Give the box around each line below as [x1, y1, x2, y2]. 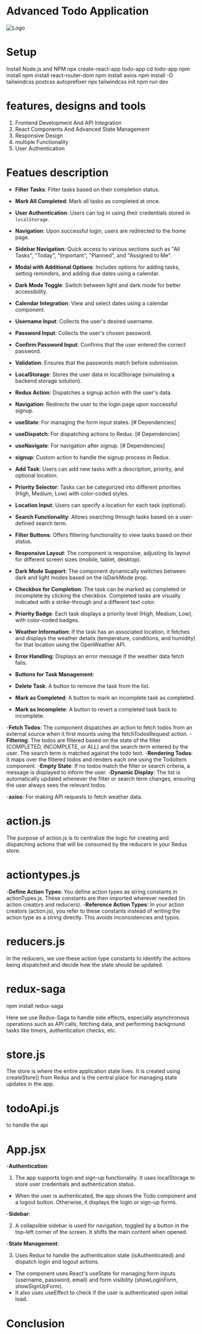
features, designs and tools [6, 99, 147, 113]
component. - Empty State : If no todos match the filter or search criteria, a [6, 762, 191, 769]
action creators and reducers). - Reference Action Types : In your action [6, 901, 185, 908]
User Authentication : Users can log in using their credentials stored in [14, 209, 191, 216]
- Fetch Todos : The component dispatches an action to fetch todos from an [6, 723, 193, 731]
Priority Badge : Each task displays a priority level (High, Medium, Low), [14, 610, 193, 617]
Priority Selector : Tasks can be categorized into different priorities [14, 483, 181, 491]
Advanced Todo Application [6, 4, 149, 18]
